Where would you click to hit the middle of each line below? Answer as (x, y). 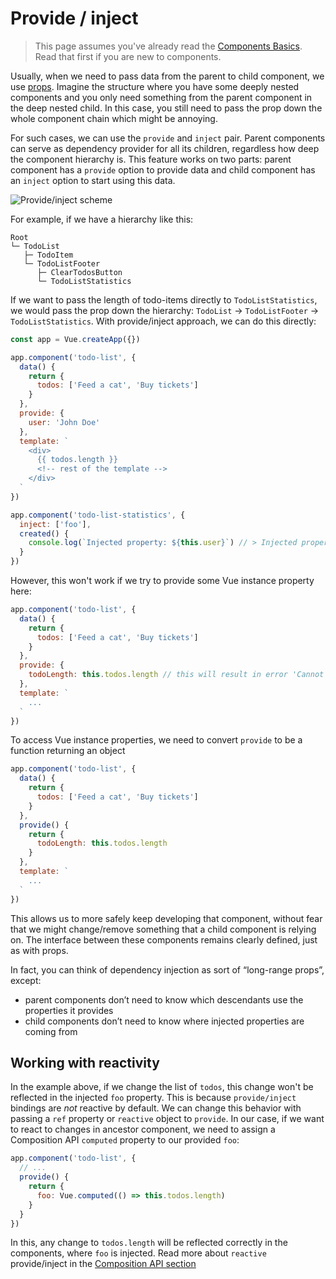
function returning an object (68, 751)
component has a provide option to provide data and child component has (163, 169)
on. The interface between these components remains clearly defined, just (164, 939)
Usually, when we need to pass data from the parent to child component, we (167, 76)
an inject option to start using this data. (93, 180)
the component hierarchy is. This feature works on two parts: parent (151, 159)
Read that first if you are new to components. (128, 56)
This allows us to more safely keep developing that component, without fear (166, 918)
